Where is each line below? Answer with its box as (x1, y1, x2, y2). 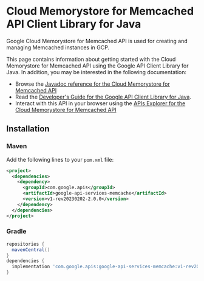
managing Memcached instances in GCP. (6, 44, 110, 51)
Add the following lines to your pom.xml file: (6, 156, 114, 163)
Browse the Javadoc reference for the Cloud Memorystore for (15, 80, 170, 88)
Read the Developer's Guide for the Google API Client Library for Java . (15, 93, 192, 100)
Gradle (6, 227, 27, 235)
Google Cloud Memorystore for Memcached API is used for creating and (6, 37, 188, 44)
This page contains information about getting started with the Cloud (6, 55, 176, 63)
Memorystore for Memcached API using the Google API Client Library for (6, 62, 189, 69)
